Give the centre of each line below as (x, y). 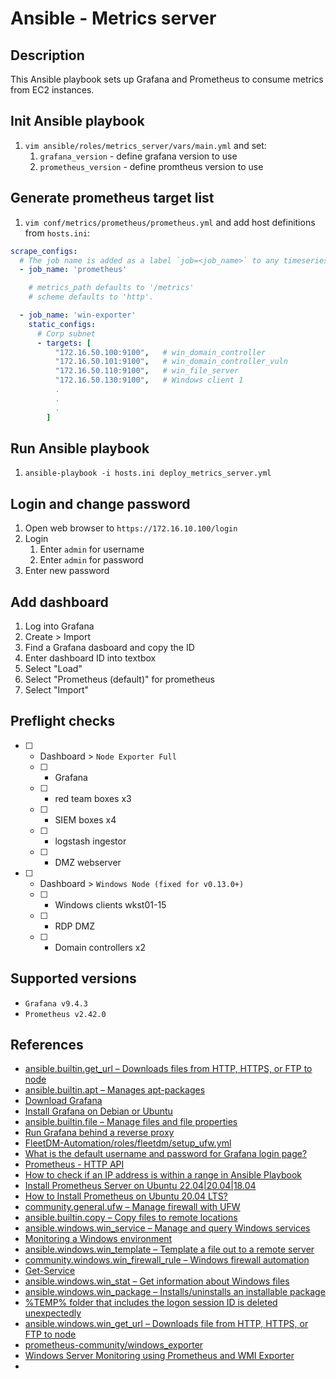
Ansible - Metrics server (113, 18)
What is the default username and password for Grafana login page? (166, 1154)
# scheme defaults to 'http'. (91, 297)
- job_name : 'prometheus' (73, 270)
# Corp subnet (66, 333)
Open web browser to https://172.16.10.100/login (131, 528)
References (47, 1044)
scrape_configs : (44, 251)
